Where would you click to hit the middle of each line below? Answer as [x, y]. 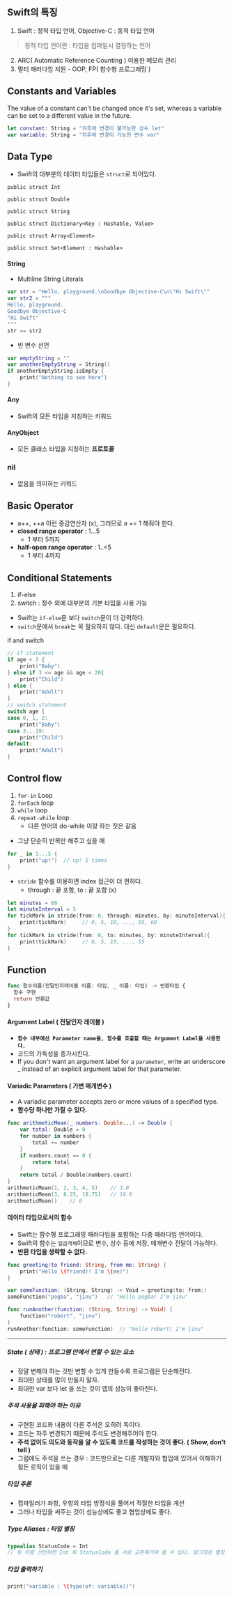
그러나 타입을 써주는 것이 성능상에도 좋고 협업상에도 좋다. [94, 1511]
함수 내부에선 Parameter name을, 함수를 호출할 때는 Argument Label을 [110, 1039]
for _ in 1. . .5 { [32, 854]
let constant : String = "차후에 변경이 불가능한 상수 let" [86, 128]
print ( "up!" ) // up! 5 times [64, 860]
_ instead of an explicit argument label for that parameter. [99, 1069]
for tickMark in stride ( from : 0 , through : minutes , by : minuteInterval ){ [117, 916]
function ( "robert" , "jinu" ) [60, 1316]
